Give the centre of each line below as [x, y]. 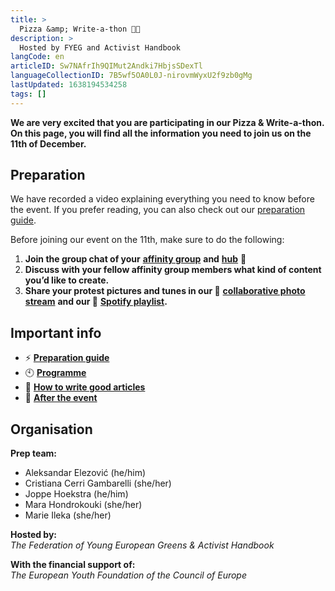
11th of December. [48, 143]
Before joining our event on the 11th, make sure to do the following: [147, 240]
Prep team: [33, 453]
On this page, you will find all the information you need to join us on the [161, 133]
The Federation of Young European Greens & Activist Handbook [142, 545]
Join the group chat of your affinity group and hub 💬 [135, 259]
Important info [56, 332]
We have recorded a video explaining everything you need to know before [162, 199]
